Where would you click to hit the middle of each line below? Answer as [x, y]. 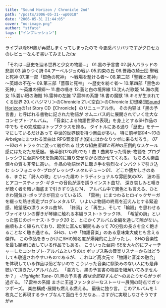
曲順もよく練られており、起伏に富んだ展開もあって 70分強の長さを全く [78, 226]
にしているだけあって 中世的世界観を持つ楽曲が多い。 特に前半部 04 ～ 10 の [85, 133]
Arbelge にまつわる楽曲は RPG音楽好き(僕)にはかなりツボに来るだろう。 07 [81, 139]
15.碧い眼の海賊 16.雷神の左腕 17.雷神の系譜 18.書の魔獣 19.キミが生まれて [85, 96]
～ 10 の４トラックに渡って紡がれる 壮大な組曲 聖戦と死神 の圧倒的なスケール [82, 145]
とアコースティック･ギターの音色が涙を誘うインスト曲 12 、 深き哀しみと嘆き [83, 183]
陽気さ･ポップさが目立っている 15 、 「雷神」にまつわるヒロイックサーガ [87, 195]
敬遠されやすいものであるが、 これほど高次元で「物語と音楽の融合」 [88, 257]
